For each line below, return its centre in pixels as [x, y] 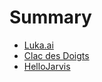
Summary [50, 17]
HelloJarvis [47, 66]
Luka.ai [38, 45]
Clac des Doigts [56, 55]
